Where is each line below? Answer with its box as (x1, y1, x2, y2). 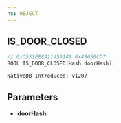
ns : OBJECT (7, 10, 38, 17)
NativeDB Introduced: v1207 (7, 73, 88, 80)
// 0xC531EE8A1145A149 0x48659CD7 (7, 54, 107, 60)
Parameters (7, 91, 58, 103)
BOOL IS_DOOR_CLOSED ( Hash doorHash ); (7, 60, 115, 67)
